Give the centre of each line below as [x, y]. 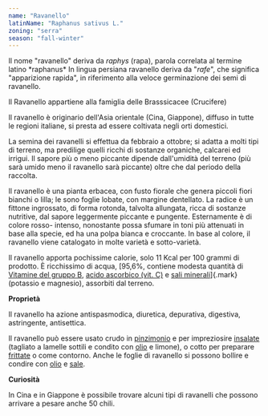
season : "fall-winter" [46, 38]
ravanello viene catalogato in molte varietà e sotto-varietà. [105, 242]
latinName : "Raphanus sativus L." [66, 23]
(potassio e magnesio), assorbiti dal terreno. [81, 283]
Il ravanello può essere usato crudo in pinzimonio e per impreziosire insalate [134, 338]
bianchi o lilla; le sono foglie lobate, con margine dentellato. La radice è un [131, 200]
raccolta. [23, 176]
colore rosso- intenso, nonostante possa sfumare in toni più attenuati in [126, 225]
